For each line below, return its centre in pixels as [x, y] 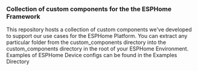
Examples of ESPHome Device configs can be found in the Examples [92, 55]
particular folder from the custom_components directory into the [86, 42]
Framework [23, 16]
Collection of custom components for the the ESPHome [89, 9]
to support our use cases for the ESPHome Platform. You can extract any [97, 36]
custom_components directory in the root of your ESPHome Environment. [97, 49]
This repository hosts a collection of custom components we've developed [99, 29]
